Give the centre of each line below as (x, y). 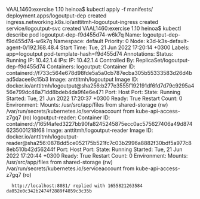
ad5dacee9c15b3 (27, 79)
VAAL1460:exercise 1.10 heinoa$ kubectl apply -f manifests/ (80, 9)
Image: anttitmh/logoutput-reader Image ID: (99, 130)
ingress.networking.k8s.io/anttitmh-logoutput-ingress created (82, 22)
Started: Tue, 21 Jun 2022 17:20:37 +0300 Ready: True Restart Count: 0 (94, 98)
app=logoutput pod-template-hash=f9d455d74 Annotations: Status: (90, 54)
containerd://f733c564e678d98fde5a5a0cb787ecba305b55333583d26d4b (99, 73)
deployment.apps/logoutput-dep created (56, 16)
